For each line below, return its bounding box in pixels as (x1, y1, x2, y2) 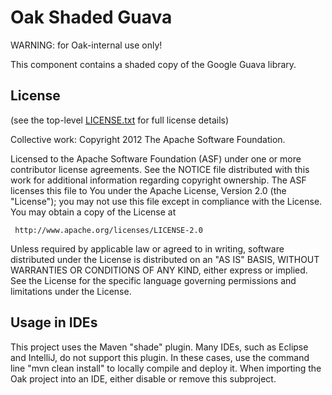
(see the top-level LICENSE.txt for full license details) (10, 114, 230, 126)
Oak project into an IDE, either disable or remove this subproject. (10, 372, 277, 385)
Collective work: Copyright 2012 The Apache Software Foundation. (10, 133, 286, 145)
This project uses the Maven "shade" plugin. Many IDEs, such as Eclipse (10, 341, 309, 353)
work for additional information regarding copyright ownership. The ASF (10, 174, 307, 186)
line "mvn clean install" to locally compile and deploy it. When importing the (10, 362, 322, 374)
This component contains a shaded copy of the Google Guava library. (10, 58, 297, 70)
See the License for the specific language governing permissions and (10, 274, 297, 286)
